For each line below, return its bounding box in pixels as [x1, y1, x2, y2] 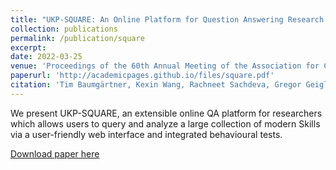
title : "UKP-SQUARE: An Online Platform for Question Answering [10, 14, 284, 25]
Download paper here [10, 147, 100, 160]
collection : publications [10, 24, 118, 34]
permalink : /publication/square [10, 33, 145, 43]
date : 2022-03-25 [10, 52, 83, 62]
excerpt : [10, 42, 47, 53]
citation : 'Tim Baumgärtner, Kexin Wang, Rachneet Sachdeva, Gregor [10, 80, 302, 90]
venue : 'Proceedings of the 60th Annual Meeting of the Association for [10, 61, 320, 71]
